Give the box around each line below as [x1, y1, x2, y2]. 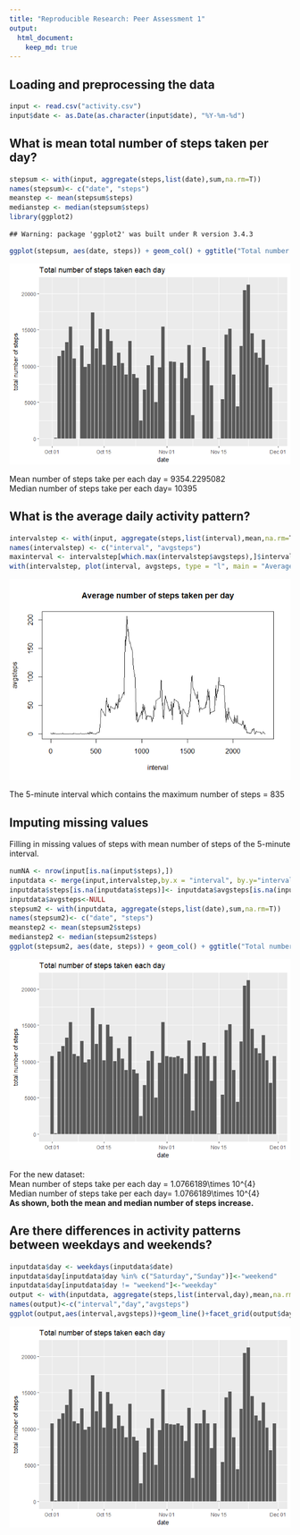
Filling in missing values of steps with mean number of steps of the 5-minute [9, 839, 291, 849]
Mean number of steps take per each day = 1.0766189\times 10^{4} [9, 1178, 256, 1189]
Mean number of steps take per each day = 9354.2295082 [9, 473, 226, 484]
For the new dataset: [9, 1168, 85, 1180]
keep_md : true [25, 43, 78, 52]
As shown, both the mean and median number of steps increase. [9, 1197, 254, 1208]
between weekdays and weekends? [9, 1237, 212, 1252]
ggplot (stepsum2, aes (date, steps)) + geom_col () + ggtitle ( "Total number [9, 942, 294, 951]
